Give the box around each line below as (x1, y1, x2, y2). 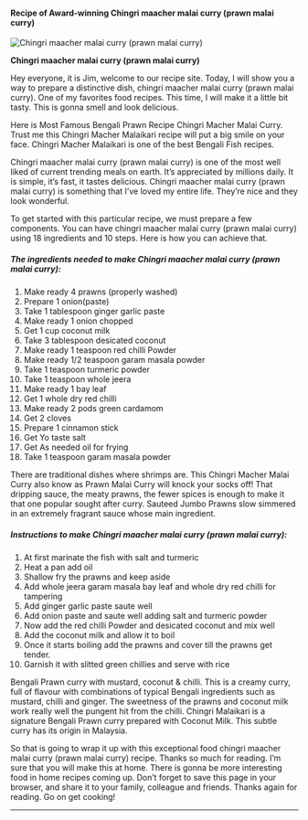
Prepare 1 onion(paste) (23, 296, 110, 307)
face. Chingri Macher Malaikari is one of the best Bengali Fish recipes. (10, 139, 275, 150)
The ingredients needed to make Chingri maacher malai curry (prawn (10, 253, 281, 264)
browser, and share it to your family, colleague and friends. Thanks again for (10, 782, 298, 793)
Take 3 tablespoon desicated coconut (23, 335, 166, 346)
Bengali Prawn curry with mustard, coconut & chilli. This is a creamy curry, (10, 676, 291, 687)
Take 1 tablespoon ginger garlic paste (23, 306, 165, 317)
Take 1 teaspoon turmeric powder (23, 364, 150, 375)
